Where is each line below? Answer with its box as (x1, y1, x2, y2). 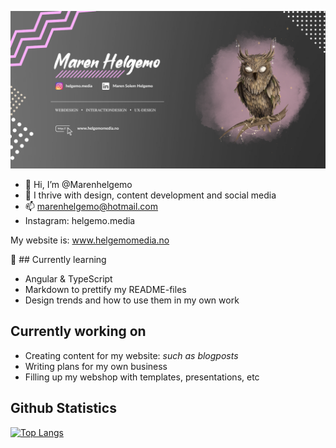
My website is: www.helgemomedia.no (10, 234, 170, 246)
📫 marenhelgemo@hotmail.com (24, 201, 159, 212)
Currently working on (10, 323, 147, 340)
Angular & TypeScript (24, 273, 113, 285)
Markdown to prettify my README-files (24, 284, 187, 295)
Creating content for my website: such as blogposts (24, 349, 239, 361)
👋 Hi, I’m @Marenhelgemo (24, 179, 133, 190)
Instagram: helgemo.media (24, 215, 136, 226)
